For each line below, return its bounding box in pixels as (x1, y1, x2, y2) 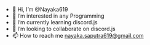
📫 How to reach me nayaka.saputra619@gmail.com (12, 32, 144, 39)
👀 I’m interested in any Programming (12, 12, 105, 19)
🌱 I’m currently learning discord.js (12, 19, 98, 26)
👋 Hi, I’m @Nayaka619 (12, 6, 68, 13)
